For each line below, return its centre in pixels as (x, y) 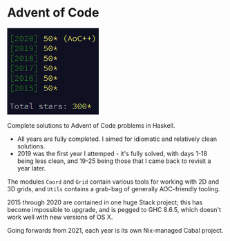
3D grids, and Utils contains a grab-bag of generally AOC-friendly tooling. (114, 189)
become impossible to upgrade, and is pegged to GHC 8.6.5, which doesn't (114, 209)
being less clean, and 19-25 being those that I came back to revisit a (114, 161)
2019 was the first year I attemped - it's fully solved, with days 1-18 (112, 153)
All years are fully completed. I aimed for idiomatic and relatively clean (117, 139)
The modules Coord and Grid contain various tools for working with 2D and (113, 182)
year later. (31, 168)
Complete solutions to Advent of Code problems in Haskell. (91, 125)
